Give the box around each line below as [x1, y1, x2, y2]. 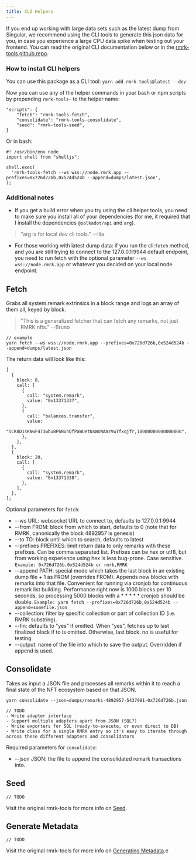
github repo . [19, 49, 49, 56]
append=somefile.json [14, 605, 67, 611]
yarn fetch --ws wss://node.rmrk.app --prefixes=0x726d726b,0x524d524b [6, 340, 184, 346]
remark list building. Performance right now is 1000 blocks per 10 [14, 586, 171, 593]
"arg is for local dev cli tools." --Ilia [20, 230, 104, 238]
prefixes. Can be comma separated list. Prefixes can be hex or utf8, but [14, 548, 187, 556]
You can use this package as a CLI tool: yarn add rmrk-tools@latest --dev [6, 78, 186, 85]
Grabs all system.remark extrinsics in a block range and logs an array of [6, 300, 180, 307]
